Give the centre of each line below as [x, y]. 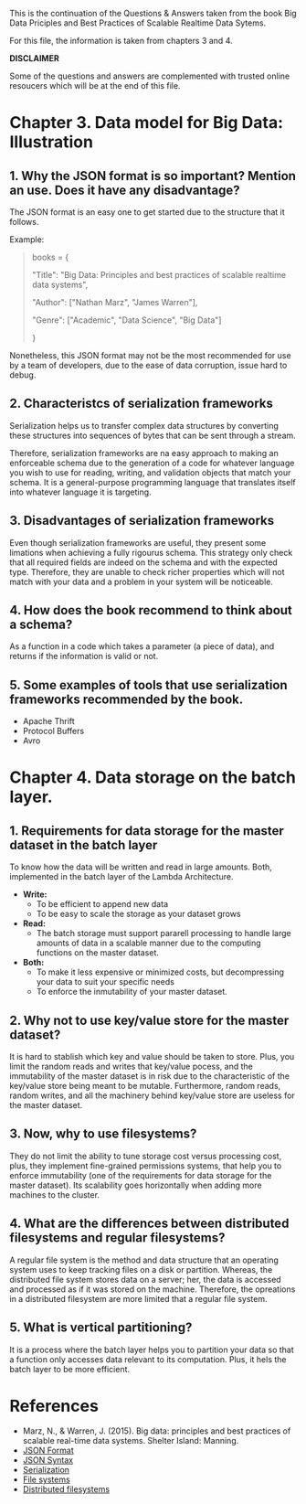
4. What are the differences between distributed [149, 1224]
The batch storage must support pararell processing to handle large [164, 933]
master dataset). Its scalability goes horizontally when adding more [136, 1185]
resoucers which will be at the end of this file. [95, 85]
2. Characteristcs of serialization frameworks [142, 404]
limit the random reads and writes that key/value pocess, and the [131, 1067]
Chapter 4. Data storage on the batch [153, 778]
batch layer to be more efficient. [70, 1369]
